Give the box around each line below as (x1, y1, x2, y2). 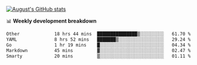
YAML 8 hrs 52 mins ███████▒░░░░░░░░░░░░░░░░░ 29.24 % (6, 36, 191, 43)
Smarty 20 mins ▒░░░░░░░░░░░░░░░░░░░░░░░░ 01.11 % (6, 53, 191, 59)
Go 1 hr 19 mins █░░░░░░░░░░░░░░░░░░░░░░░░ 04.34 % (6, 42, 191, 48)
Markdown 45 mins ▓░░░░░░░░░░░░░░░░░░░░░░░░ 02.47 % (6, 47, 191, 53)
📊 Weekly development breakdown (6, 18, 97, 24)
